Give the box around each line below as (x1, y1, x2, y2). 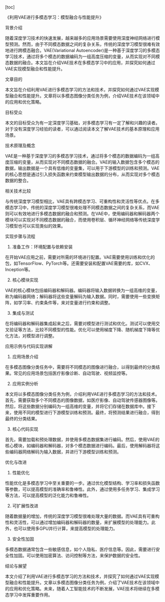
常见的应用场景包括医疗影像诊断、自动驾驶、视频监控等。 (13, 370, 130, 376)
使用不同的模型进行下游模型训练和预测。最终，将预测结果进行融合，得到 (13, 410, 160, 415)
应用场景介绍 (12, 354, 38, 359)
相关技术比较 (5, 188, 31, 193)
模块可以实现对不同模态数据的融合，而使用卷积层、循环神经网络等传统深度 (5, 217, 156, 222)
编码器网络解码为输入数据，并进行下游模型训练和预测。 (9, 449, 121, 455)
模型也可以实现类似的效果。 (9, 223, 65, 229)
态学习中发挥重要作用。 (5, 592, 53, 598)
